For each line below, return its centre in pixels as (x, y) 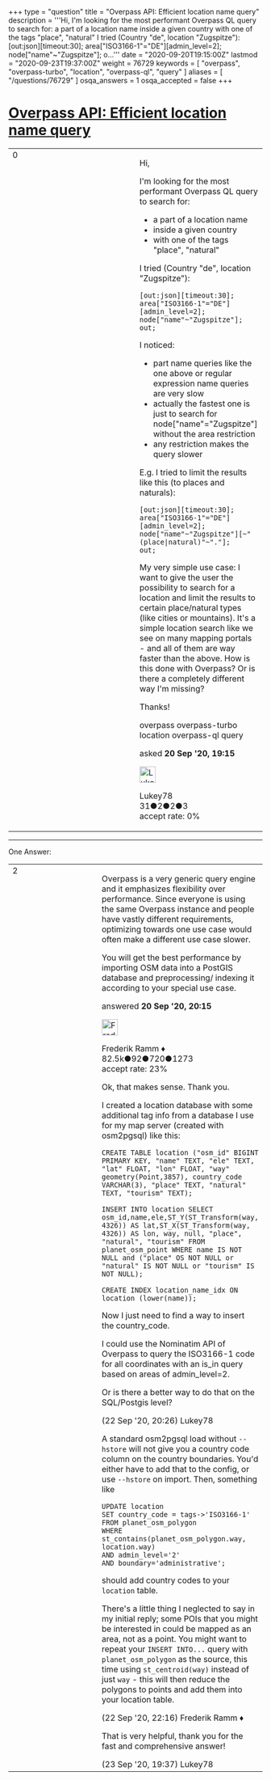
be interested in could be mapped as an (177, 1629)
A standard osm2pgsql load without (169, 1439)
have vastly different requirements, (168, 919)
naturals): (158, 493)
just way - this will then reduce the (166, 1679)
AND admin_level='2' (141, 1555)
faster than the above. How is (195, 658)
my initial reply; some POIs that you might (180, 1618)
